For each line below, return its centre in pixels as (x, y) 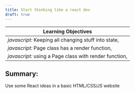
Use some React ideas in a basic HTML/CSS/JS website (63, 86)
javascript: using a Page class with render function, (68, 56)
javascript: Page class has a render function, (60, 48)
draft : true (17, 14)
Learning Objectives (67, 31)
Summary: (22, 74)
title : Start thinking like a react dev (48, 10)
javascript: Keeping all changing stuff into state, (63, 39)
